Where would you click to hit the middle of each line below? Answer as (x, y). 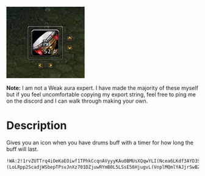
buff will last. (22, 149)
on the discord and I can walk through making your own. (77, 101)
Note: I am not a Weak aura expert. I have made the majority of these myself (102, 88)
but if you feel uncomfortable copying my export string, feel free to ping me (101, 94)
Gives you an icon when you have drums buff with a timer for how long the (100, 142)
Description (37, 126)
